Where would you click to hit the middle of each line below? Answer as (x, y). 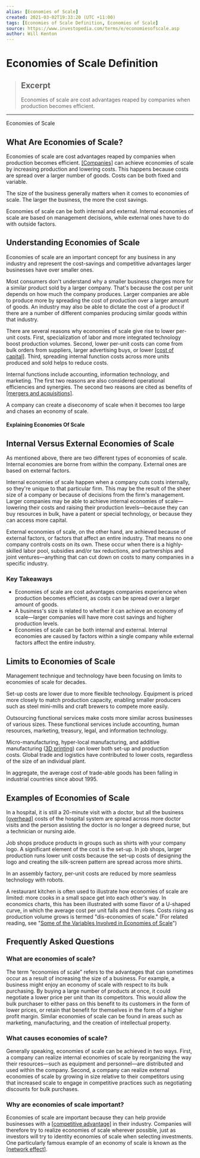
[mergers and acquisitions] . (40, 393)
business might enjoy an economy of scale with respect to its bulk (87, 984)
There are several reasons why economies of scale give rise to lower (90, 331)
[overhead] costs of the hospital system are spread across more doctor (94, 819)
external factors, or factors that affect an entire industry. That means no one (99, 538)
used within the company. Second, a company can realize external (88, 1070)
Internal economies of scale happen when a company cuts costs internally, (98, 482)
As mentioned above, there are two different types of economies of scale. (97, 458)
